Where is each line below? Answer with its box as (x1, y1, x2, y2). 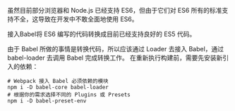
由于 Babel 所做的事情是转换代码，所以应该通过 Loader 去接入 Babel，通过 (7, 45, 224, 53)
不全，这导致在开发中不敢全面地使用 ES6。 (13, 15, 139, 23)
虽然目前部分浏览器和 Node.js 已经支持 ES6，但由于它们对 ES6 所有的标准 (7, 6, 222, 14)
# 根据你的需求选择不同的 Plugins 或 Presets (7, 91, 131, 98)
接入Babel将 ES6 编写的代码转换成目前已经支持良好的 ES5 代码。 (7, 30, 196, 38)
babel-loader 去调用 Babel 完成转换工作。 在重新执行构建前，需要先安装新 (7, 53, 223, 62)
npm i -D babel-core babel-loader (7, 84, 109, 91)
